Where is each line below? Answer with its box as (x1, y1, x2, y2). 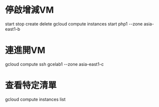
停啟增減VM (5, 4, 54, 16)
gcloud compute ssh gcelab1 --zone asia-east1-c (5, 61, 104, 67)
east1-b (5, 26, 21, 32)
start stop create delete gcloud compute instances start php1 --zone (5, 21, 143, 27)
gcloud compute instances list (5, 96, 66, 102)
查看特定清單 (5, 80, 57, 91)
